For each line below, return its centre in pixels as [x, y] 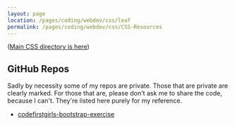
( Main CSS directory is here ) [48, 47]
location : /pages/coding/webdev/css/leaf [69, 20]
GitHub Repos [38, 68]
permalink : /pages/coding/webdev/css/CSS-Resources [85, 27]
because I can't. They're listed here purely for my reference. [95, 101]
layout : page [26, 14]
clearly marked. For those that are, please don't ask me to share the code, [115, 93]
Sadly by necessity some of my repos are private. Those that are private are [117, 86]
